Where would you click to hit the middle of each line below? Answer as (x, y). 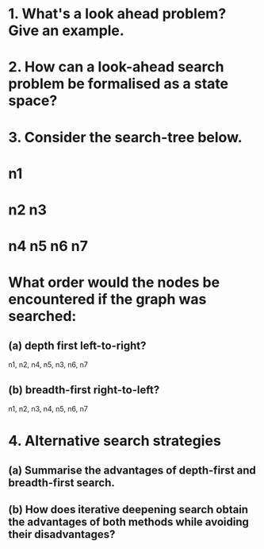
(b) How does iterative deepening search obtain (128, 509)
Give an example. (66, 31)
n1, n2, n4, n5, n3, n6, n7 (48, 365)
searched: (42, 317)
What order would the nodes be (114, 282)
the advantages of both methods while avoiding (129, 522)
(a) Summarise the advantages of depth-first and (132, 470)
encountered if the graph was (107, 300)
